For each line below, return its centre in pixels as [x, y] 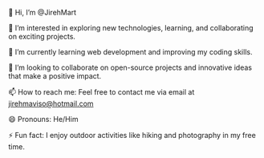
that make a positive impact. [55, 76]
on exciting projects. [42, 36]
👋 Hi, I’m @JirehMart [43, 12]
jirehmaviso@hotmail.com [51, 103]
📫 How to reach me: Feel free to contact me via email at [102, 92]
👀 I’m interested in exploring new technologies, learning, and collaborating [131, 28]
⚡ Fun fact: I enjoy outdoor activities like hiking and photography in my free [132, 135]
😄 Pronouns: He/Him [43, 119]
